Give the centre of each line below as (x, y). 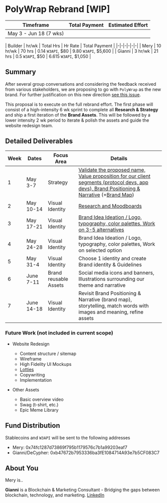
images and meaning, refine (111, 312)
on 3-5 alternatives (101, 229)
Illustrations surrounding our (111, 279)
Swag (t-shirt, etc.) (39, 404)
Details (119, 158)
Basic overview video (42, 399)
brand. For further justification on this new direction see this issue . (73, 94)
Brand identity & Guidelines (110, 264)
